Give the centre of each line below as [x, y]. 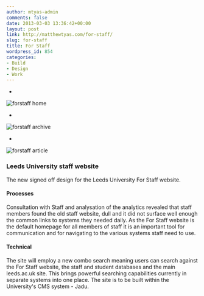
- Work [15, 74]
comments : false [27, 18]
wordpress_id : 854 [30, 52]
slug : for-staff [27, 40]
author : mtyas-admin [33, 12]
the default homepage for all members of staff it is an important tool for [96, 227]
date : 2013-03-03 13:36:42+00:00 [49, 23]
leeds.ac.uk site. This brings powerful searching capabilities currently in [97, 273]
